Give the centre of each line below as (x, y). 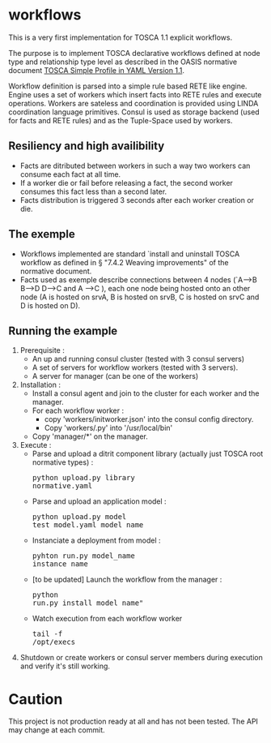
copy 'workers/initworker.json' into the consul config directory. (149, 419)
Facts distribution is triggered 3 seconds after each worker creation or (137, 200)
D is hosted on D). (50, 305)
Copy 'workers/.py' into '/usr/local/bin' (108, 428)
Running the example (63, 331)
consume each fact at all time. (70, 174)
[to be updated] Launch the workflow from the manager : (127, 580)
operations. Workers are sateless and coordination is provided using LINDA (133, 103)
